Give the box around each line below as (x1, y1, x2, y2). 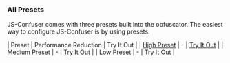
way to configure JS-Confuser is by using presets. (7, 27, 150, 36)
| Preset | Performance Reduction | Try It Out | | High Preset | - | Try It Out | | (7, 41, 224, 49)
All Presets (7, 5, 45, 14)
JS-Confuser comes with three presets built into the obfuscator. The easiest (7, 21, 223, 29)
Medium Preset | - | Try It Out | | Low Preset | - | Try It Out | (7, 48, 176, 56)
